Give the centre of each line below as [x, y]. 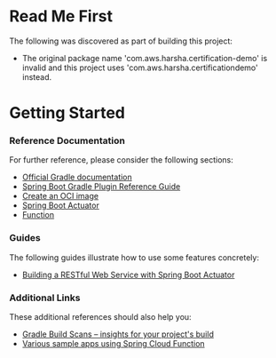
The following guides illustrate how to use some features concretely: [134, 257]
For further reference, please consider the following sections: [121, 160]
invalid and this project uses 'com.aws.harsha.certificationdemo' [140, 68]
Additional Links [45, 298]
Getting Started [67, 113]
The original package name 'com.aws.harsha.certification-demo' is [145, 58]
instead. [37, 76]
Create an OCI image [60, 196]
